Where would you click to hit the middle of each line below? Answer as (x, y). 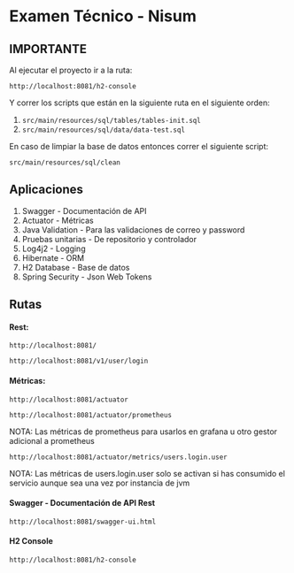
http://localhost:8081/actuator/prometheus (91, 415)
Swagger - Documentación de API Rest (82, 503)
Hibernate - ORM (53, 257)
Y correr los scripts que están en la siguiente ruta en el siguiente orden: (139, 103)
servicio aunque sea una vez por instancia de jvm (100, 483)
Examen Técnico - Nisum (103, 16)
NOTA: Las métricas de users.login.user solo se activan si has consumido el (147, 473)
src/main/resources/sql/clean (65, 163)
